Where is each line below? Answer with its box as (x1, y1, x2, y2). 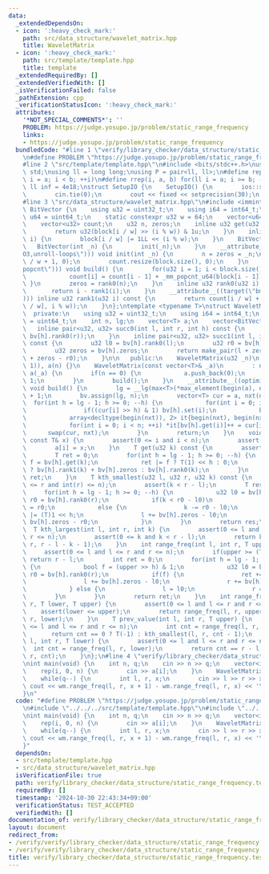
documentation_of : (8, 816, 70, 824)
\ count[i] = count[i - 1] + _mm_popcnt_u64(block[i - (22, 272, 249, 280)
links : (22, 131, 45, 139)
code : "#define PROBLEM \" (15, 697, 106, 705)
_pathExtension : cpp (15, 94, 84, 102)
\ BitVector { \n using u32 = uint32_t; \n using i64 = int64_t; (22, 205, 260, 213)
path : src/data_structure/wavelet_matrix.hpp (22, 34, 178, 42)
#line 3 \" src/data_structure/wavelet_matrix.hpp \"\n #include (22, 198, 235, 206)
